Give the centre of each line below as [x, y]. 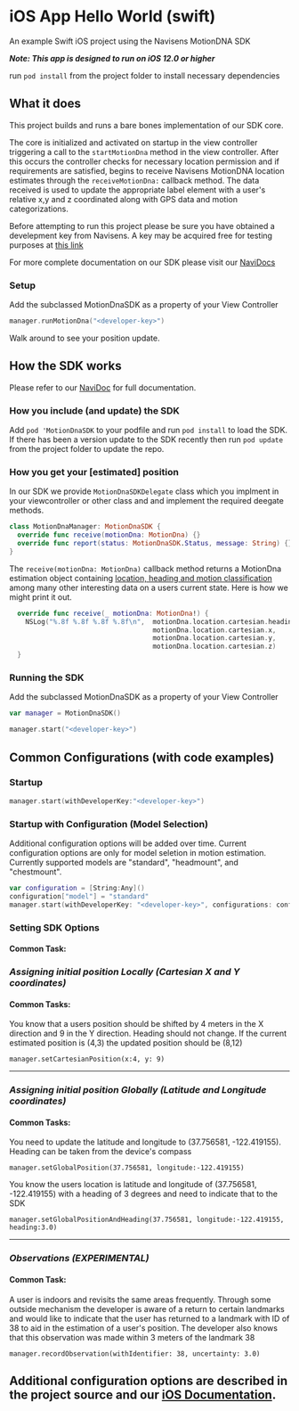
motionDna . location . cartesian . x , [214, 630]
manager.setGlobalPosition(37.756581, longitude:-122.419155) [127, 1168]
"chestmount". [36, 872]
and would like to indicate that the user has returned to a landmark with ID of [149, 1318]
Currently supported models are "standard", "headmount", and [124, 862]
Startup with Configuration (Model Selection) [109, 824]
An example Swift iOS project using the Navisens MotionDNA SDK [130, 41]
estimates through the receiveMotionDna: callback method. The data [134, 180]
